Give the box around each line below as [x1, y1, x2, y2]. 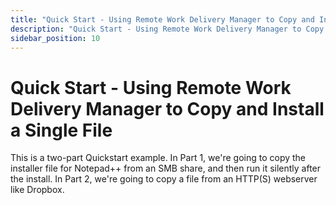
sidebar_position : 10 [10, 33, 101, 43]
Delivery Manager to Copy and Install [10, 97, 325, 120]
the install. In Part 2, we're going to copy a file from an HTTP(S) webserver [10, 173, 318, 185]
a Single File [10, 119, 113, 141]
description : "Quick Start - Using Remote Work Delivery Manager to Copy [10, 24, 325, 34]
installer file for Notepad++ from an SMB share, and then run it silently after [10, 162, 322, 175]
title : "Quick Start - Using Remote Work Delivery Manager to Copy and [10, 14, 315, 25]
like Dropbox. [10, 184, 65, 196]
